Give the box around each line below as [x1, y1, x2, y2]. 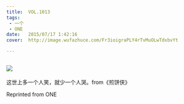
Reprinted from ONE [6, 91, 57, 98]
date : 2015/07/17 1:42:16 [6, 32, 78, 38]
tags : [6, 15, 20, 21]
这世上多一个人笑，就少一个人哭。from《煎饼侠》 [6, 78, 130, 86]
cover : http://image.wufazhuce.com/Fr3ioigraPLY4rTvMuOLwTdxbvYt [6, 37, 179, 43]
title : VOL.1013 [6, 9, 51, 15]
